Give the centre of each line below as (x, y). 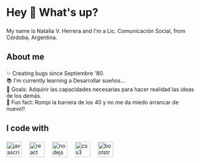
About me (25, 56)
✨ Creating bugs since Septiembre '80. (55, 73)
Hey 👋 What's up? (52, 13)
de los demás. (24, 96)
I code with (28, 128)
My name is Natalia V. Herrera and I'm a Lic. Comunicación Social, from (96, 31)
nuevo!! (16, 109)
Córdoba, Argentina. (32, 38)
